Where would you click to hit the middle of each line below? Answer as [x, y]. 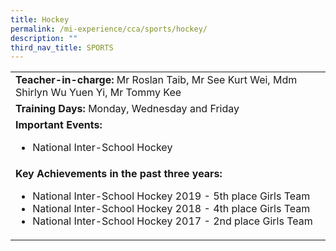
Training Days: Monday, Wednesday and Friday [127, 109]
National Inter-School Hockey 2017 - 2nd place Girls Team [172, 221]
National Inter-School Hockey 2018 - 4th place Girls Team [171, 209]
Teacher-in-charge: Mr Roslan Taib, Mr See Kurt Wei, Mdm [156, 80]
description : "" [44, 38]
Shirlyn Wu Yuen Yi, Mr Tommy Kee [98, 93]
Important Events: [59, 125]
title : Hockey [40, 19]
